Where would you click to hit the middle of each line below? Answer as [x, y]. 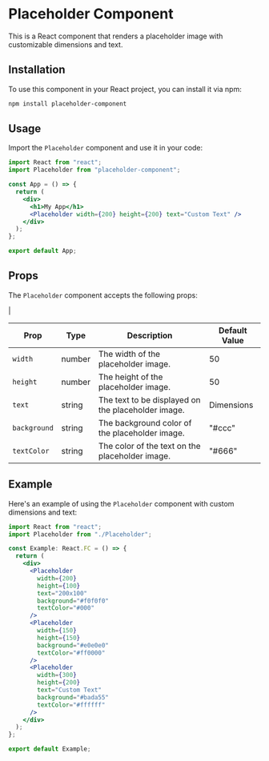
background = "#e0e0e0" [73, 645]
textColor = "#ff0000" [71, 653]
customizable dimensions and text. [66, 44]
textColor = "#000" [66, 608]
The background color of [145, 423]
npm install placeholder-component [68, 104]
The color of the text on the [149, 446]
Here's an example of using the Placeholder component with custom [121, 503]
